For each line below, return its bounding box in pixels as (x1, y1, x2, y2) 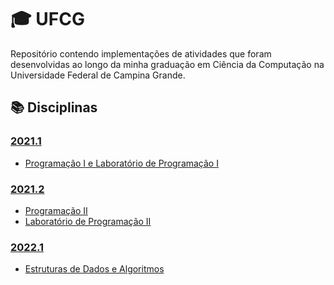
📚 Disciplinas (10, 99, 98, 116)
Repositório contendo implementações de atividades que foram (10, 47, 272, 60)
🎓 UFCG (10, 8, 85, 31)
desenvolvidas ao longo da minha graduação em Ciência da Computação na (10, 58, 325, 70)
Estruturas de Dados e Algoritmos (24, 263, 165, 275)
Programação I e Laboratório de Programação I (24, 157, 219, 169)
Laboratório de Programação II (24, 215, 152, 227)
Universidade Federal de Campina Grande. (10, 69, 186, 81)
